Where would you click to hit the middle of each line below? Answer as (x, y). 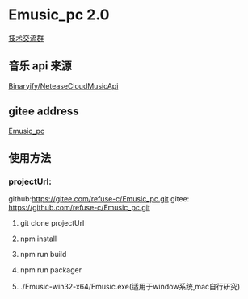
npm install (38, 239)
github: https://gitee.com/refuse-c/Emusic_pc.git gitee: (99, 199)
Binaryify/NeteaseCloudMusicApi (63, 85)
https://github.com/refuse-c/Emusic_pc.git (80, 208)
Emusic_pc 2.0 (59, 15)
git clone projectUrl (52, 223)
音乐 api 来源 (40, 66)
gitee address (44, 112)
